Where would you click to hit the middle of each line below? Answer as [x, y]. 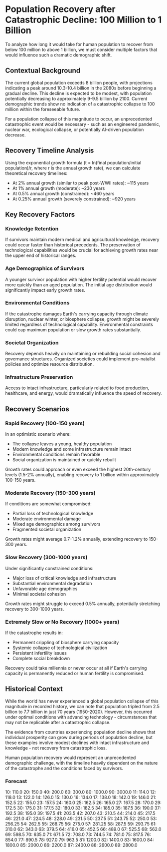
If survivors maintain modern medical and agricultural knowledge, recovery [82, 240]
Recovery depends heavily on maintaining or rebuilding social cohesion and [83, 354]
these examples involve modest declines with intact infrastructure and [77, 743]
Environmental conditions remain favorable [56, 454]
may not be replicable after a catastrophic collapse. [58, 722]
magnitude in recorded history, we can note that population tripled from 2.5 [83, 706]
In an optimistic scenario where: [38, 434]
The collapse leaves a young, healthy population [62, 444]
